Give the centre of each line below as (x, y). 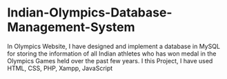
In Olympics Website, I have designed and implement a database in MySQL (114, 46)
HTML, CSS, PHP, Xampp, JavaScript (60, 68)
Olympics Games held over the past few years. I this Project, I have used (110, 60)
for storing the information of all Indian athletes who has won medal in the (112, 54)
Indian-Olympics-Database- (90, 13)
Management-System (71, 27)
